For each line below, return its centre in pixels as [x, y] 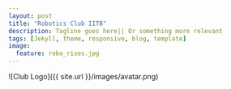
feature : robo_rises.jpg [58, 53]
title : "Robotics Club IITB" [58, 23]
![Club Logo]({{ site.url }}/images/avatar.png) [83, 76]
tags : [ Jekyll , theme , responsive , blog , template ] [97, 38]
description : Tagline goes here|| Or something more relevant [115, 31]
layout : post [30, 16]
